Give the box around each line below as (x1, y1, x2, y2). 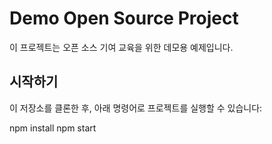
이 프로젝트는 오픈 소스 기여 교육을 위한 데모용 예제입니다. (9, 41, 234, 53)
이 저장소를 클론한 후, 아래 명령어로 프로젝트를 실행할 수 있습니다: (9, 102, 263, 114)
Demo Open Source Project (9, 7, 239, 30)
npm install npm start (9, 122, 97, 134)
